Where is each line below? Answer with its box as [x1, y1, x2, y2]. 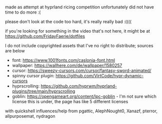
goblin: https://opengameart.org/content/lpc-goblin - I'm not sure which [12, 93, 157, 99]
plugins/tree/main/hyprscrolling [12, 89, 75, 94]
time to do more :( [5, 9, 41, 15]
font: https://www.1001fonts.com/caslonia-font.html [12, 57, 115, 63]
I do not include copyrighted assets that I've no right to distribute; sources [5, 43, 154, 48]
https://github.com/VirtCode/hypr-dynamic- [55, 73, 144, 78]
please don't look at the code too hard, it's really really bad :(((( [5, 19, 132, 24]
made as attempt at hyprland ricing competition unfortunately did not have [5, 4, 154, 10]
